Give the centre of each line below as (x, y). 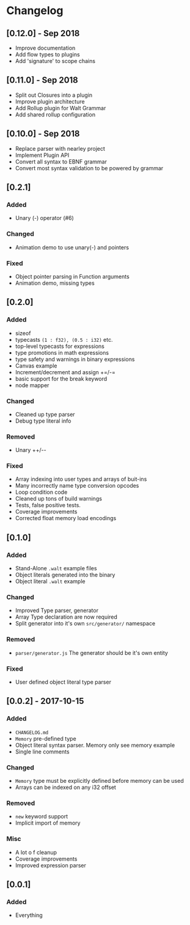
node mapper (32, 385)
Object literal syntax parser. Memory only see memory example (95, 745)
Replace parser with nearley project (60, 148)
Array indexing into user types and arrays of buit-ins (81, 479)
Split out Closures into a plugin (54, 95)
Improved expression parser (51, 865)
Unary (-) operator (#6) (45, 218)
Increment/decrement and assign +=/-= (65, 372)
